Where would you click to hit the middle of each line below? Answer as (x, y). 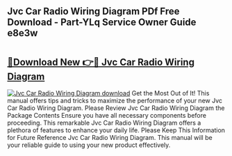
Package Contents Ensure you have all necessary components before (107, 115)
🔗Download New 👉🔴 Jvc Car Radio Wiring (101, 62)
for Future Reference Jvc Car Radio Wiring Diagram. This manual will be (110, 138)
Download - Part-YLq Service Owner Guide (102, 23)
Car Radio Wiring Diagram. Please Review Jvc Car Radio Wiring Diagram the (116, 108)
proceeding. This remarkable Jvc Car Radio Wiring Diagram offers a (104, 123)
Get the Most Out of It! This (171, 93)
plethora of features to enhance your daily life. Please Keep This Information (116, 130)
